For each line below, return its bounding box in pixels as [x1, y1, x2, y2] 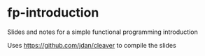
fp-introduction [7, 5, 99, 21]
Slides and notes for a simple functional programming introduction [7, 28, 198, 36]
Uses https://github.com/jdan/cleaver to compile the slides [7, 41, 176, 49]
